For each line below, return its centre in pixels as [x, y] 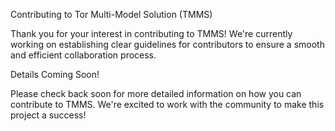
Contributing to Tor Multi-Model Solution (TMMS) [111, 14]
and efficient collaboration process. [83, 55]
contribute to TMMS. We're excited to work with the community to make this [167, 104]
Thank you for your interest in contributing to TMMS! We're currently [151, 33]
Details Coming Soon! [55, 74]
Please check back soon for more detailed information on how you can [156, 93]
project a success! [48, 115]
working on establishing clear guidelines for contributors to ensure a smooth [167, 44]
